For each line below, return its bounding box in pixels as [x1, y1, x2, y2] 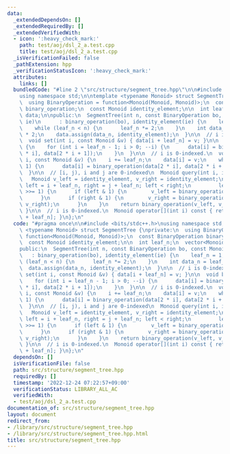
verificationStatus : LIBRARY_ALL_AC [13, 386, 118, 392]
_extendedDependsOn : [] [13, 16, 81, 23]
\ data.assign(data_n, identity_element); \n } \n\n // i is [19, 264, 201, 271]
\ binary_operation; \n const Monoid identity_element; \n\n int [19, 105, 210, 112]
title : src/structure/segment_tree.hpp [7, 436, 121, 444]
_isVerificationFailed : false [13, 55, 99, 62]
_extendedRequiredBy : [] [13, 23, 84, 29]
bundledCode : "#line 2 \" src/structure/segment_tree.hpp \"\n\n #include [13, 86, 222, 93]
